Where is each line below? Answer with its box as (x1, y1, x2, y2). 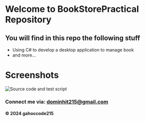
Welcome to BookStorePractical (5, 3, 139, 15)
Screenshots (5, 69, 59, 81)
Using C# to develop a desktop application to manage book (12, 47, 134, 53)
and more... (12, 52, 36, 58)
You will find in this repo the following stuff (5, 34, 141, 42)
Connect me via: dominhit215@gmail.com (5, 98, 108, 105)
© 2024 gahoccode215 (5, 111, 54, 117)
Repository (5, 14, 52, 25)
